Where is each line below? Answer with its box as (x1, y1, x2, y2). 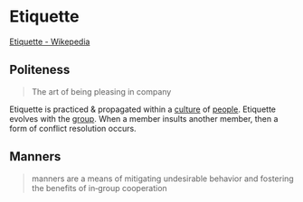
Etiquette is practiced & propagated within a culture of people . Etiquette (9, 104, 276, 115)
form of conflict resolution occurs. (9, 123, 137, 133)
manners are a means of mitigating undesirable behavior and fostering (31, 173, 294, 184)
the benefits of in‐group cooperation (31, 182, 167, 193)
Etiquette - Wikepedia (9, 36, 90, 47)
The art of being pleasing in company (31, 86, 172, 96)
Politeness (9, 62, 71, 78)
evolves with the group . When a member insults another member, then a (9, 113, 279, 124)
